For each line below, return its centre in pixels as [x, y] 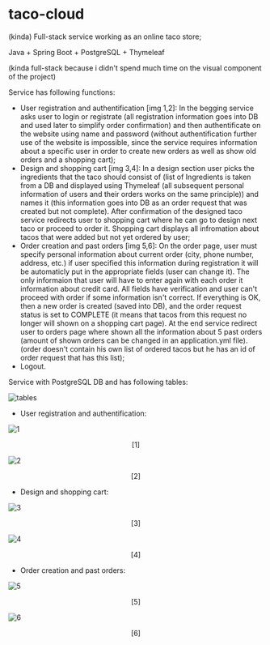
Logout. [33, 366]
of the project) [32, 76]
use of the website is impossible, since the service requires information [139, 142]
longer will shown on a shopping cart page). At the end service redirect [139, 323]
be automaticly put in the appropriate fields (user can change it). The [135, 271]
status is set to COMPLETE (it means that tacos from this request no [133, 314]
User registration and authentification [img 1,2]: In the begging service [137, 108]
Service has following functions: [62, 92]
